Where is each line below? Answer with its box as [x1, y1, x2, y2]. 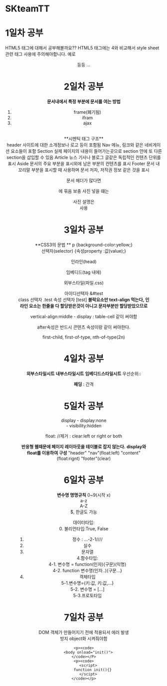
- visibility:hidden [66, 422, 102, 428]
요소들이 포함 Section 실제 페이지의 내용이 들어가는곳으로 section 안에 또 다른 [10, 148, 162, 154]
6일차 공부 [64, 475, 104, 486]
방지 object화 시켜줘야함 [59, 635, 108, 642]
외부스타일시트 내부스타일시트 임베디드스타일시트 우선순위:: [26, 370, 141, 376]
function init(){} [73, 667, 112, 672]
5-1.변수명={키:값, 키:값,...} [61, 580, 114, 586]
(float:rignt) [56, 455, 80, 461]
